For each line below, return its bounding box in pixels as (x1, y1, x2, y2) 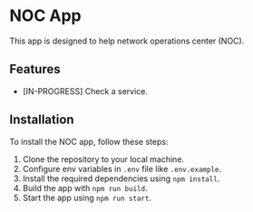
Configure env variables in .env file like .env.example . (22, 163, 222, 174)
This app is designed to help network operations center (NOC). (9, 35, 245, 46)
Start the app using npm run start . (22, 192, 152, 203)
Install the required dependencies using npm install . (22, 173, 220, 184)
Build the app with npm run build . (22, 182, 148, 193)
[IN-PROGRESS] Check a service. (22, 85, 148, 96)
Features (9, 62, 61, 77)
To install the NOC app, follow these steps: (9, 136, 169, 147)
